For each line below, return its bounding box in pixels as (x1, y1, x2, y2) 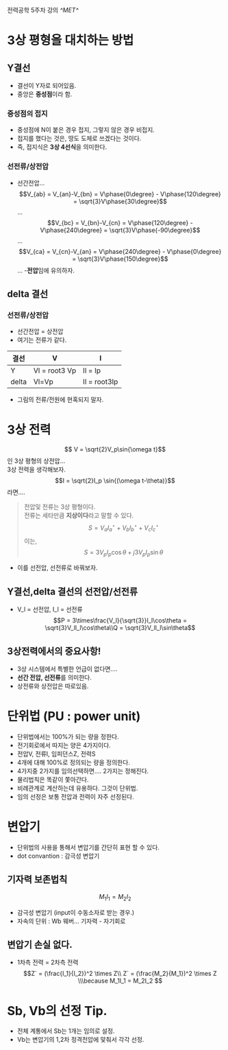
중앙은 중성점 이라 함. (16, 90, 73, 98)
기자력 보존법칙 (7, 874, 68, 885)
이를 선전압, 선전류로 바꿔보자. (16, 563, 98, 572)
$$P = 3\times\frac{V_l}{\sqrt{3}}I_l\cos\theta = (53, 616, 187, 625)
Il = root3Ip (83, 377, 118, 386)
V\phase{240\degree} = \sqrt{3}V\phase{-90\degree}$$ (40, 226, 201, 234)
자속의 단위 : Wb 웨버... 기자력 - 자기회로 (16, 917, 126, 925)
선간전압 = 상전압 (16, 327, 64, 336)
